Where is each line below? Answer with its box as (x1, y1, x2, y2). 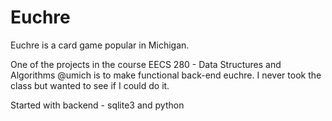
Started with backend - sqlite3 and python (10, 99, 185, 111)
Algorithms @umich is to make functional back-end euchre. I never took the (10, 69, 322, 81)
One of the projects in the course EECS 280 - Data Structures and (10, 58, 282, 70)
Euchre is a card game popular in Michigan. (10, 39, 190, 51)
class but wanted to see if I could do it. (10, 79, 170, 91)
